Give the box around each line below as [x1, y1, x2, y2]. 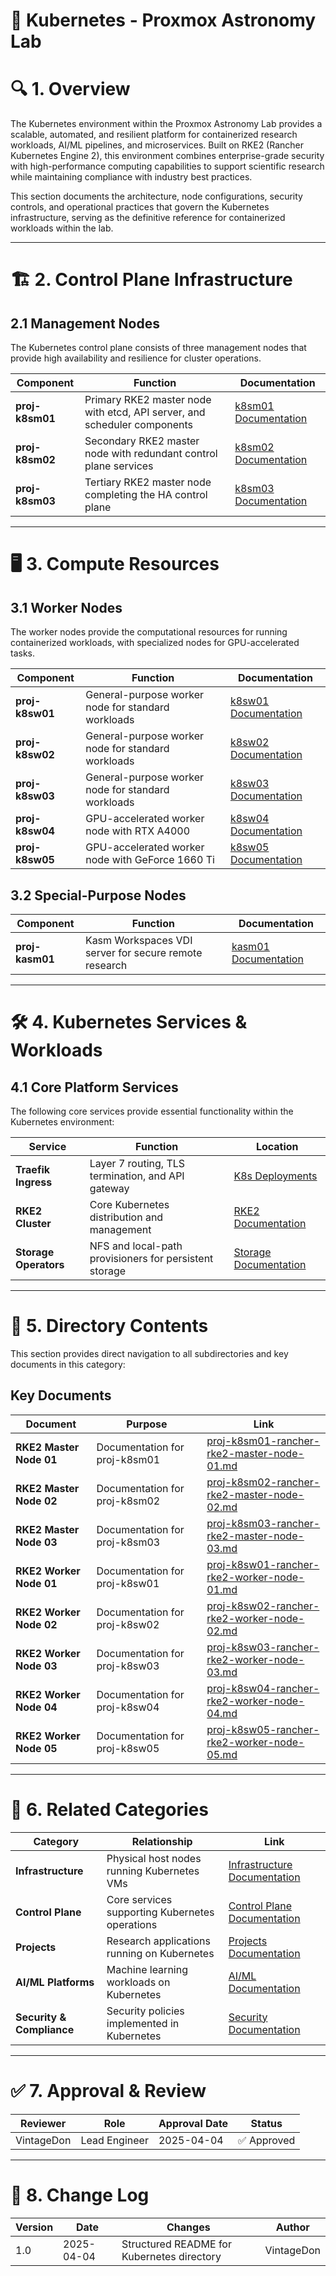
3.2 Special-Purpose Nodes [10, 887, 187, 904]
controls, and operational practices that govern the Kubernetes [10, 201, 270, 213]
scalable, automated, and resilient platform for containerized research [10, 129, 298, 141]
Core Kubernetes [89, 1197, 170, 1211]
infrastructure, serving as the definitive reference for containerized [10, 212, 286, 224]
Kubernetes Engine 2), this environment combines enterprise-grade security [10, 150, 325, 162]
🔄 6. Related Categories [10, 1798, 209, 1821]
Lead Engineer [80, 2133, 149, 2147]
